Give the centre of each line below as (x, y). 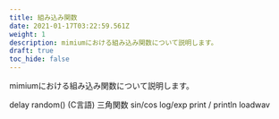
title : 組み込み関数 (43, 17)
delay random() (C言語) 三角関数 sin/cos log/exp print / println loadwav (140, 105)
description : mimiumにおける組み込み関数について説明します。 (114, 42)
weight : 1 (28, 34)
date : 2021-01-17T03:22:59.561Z (69, 26)
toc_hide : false (39, 59)
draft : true (31, 51)
